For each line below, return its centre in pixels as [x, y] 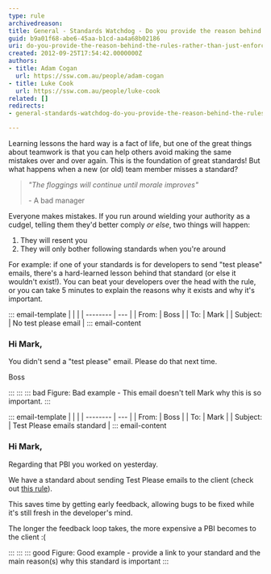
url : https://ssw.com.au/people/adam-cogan [90, 76]
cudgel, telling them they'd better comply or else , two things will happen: [129, 224]
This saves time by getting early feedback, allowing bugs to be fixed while [131, 504]
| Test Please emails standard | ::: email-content [88, 425]
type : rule [27, 16]
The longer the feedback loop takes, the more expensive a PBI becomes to [132, 528]
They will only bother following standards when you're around [123, 249]
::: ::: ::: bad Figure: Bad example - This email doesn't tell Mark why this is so [135, 393]
